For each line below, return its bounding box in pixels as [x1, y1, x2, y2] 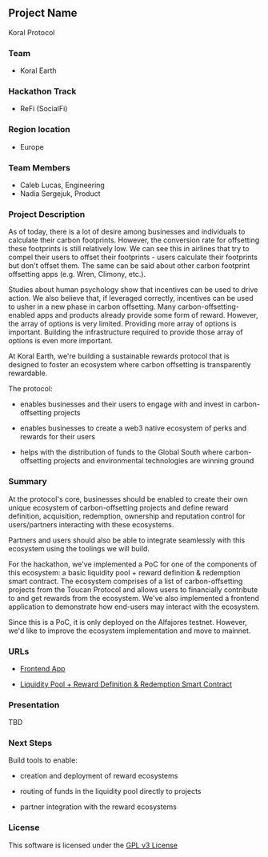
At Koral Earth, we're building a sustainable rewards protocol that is [8, 351, 230, 361]
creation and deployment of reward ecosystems [19, 771, 178, 781]
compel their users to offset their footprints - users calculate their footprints [8, 252, 258, 262]
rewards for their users [19, 432, 96, 442]
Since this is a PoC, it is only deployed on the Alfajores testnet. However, [8, 617, 248, 627]
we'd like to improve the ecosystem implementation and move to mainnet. [8, 626, 251, 635]
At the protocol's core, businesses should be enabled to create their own [8, 494, 248, 503]
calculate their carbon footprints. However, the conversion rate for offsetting [8, 235, 260, 245]
